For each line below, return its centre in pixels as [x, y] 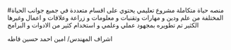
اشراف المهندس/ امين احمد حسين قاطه [60, 39]
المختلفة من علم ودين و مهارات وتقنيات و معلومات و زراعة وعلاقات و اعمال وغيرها [115, 18]
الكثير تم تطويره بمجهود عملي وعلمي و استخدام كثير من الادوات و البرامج [103, 25]
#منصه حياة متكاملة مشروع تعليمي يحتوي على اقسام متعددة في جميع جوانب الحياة [116, 10]
